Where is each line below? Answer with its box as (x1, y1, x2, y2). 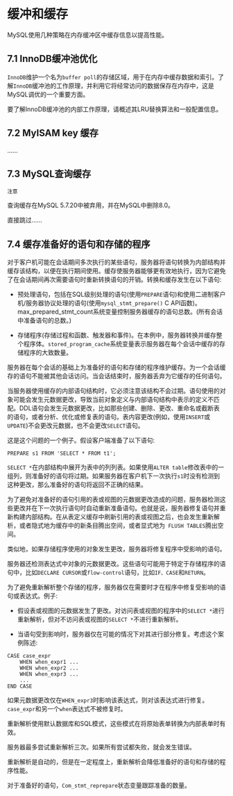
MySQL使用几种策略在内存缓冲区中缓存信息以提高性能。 (7, 31, 169, 39)
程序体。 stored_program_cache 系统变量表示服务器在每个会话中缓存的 (23, 340, 220, 348)
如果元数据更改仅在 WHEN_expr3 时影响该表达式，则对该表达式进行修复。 (7, 696, 209, 704)
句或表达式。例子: (7, 592, 58, 600)
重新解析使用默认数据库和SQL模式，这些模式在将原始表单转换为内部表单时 (7, 720, 220, 728)
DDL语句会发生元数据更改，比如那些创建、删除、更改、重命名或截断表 (19, 404, 221, 412)
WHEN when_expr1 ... (19, 658, 79, 666)
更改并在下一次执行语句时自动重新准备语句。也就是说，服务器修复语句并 (12, 504, 220, 512)
